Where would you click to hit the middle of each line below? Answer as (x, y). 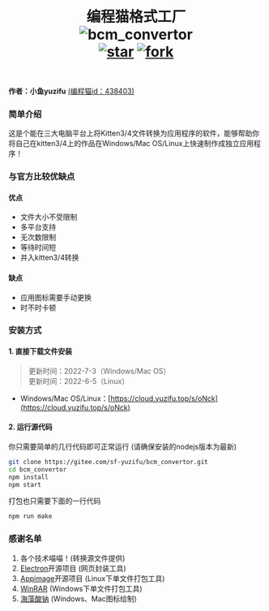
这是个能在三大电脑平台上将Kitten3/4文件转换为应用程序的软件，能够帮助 (130, 133)
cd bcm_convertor (38, 469)
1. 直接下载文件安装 (41, 351)
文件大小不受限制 (49, 217)
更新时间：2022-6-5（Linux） (79, 381)
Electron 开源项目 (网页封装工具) (73, 568)
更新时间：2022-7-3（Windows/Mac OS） (99, 371)
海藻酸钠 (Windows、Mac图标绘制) (79, 598)
